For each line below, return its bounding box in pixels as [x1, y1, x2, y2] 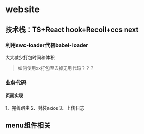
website [5, 4, 40, 15]
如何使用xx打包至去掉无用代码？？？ [17, 65, 95, 71]
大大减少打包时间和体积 [5, 54, 55, 60]
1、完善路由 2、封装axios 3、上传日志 [5, 105, 85, 111]
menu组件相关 [5, 121, 51, 130]
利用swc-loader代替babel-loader [5, 42, 88, 49]
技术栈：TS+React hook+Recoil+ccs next [5, 25, 139, 34]
